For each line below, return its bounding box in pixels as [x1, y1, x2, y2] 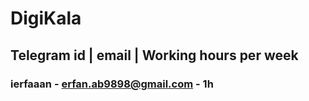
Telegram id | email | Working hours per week [10, 47, 299, 64]
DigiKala [10, 7, 82, 30]
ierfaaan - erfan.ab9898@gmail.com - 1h [10, 77, 214, 91]
